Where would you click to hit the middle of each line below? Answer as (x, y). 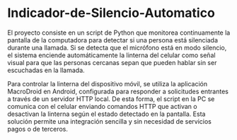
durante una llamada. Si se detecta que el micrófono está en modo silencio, (117, 47)
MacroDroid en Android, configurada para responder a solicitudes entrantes (118, 91)
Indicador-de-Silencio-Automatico (111, 13)
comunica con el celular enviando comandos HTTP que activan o (102, 106)
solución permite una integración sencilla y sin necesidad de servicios (110, 121)
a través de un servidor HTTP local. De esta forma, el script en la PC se (111, 99)
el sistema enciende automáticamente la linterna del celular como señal (111, 55)
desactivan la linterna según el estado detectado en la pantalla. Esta (106, 114)
